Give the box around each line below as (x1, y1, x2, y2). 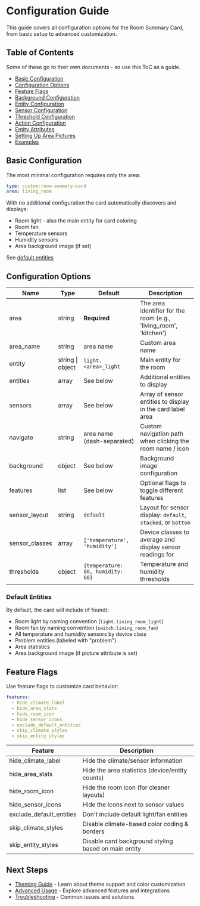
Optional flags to (139, 479, 186, 487)
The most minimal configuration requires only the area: (6, 171, 141, 178)
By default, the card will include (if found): (6, 607, 110, 614)
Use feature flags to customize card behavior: (6, 683, 118, 690)
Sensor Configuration (14, 106, 68, 114)
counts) (82, 774, 104, 782)
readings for (139, 551, 174, 559)
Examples (14, 138, 39, 146)
